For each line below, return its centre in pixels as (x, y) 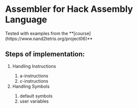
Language (26, 20)
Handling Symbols (31, 86)
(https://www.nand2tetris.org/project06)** (49, 39)
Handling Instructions (34, 66)
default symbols (36, 96)
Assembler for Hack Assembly (69, 9)
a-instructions (34, 76)
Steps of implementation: (45, 54)
